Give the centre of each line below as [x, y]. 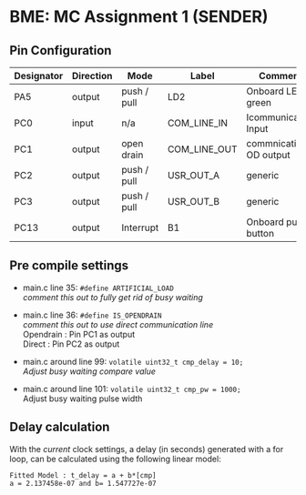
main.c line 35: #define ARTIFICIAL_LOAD [98, 288]
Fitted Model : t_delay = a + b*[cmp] [83, 475]
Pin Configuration [61, 51]
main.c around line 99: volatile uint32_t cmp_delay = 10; [133, 361]
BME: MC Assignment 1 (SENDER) [139, 17]
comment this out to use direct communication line [118, 324]
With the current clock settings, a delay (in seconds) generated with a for [147, 449]
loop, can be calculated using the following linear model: [115, 459]
